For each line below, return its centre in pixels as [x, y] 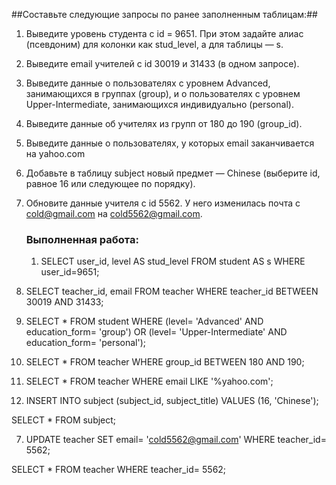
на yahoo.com [55, 153]
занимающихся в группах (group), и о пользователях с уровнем [163, 93]
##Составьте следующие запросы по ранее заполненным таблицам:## [164, 14]
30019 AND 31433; [64, 302]
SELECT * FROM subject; [64, 420]
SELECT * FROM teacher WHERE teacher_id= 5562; [119, 470]
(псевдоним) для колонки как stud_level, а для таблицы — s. [154, 44]
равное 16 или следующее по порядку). [110, 183]
